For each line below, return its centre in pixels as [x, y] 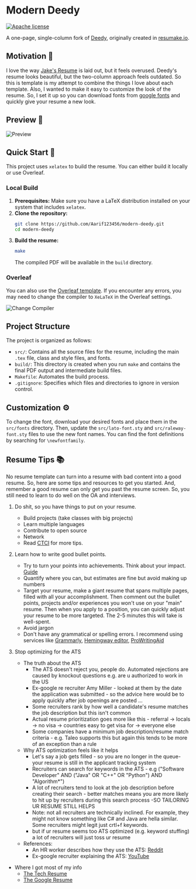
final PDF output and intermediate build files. [68, 370]
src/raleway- [170, 428]
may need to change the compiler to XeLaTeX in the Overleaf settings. [89, 297]
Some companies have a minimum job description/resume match [110, 732]
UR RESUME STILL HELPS [63, 806]
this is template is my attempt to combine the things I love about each [90, 83]
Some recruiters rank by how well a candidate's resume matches [110, 707]
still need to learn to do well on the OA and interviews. [71, 495]
